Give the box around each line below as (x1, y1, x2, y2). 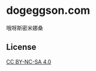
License (6, 42, 37, 52)
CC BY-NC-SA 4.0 (6, 58, 52, 65)
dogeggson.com (6, 4, 91, 17)
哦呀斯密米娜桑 (6, 24, 43, 31)
